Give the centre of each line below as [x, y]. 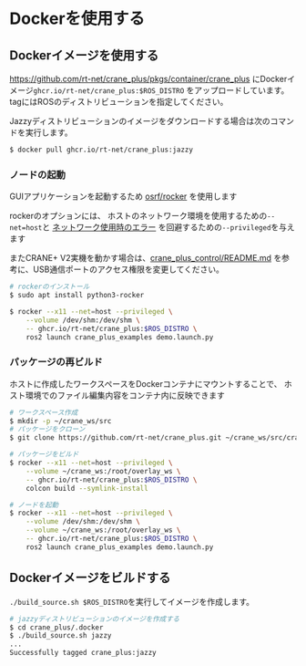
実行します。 [49, 132]
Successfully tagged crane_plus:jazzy [83, 653]
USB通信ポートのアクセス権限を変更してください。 [129, 269]
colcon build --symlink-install [87, 488]
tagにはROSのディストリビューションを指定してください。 [119, 102]
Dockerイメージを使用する [84, 55]
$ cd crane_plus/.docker [56, 627]
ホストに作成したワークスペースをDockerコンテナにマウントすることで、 [146, 383]
